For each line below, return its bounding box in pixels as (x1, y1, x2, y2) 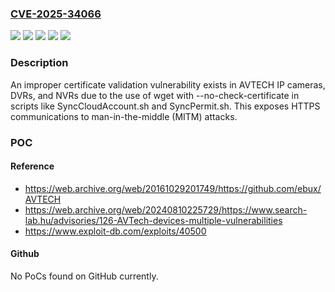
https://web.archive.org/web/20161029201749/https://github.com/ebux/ (24, 182, 322, 194)
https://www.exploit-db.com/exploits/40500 (24, 225, 207, 237)
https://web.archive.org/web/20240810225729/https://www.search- (24, 203, 308, 216)
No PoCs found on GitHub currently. (10, 270, 159, 282)
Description (10, 56, 69, 70)
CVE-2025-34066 (10, 7, 102, 21)
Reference (10, 160, 55, 172)
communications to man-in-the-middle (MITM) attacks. (10, 110, 238, 122)
